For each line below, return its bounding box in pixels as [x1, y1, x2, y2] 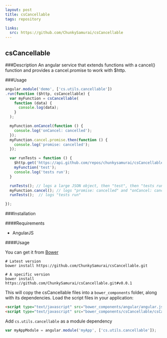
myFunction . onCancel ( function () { [9, 123, 83, 129]
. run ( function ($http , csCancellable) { [5, 91, 90, 96]
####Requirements [5, 220, 45, 226]
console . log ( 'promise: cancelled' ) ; [14, 142, 90, 147]
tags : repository [5, 16, 41, 21]
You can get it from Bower [5, 249, 59, 255]
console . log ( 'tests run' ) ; [14, 169, 70, 175]
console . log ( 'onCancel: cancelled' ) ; [14, 128, 92, 133]
